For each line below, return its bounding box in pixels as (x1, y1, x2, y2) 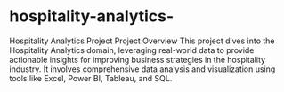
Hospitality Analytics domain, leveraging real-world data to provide (9, 44, 255, 55)
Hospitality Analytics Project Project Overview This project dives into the (9, 35, 275, 46)
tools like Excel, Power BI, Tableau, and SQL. (9, 73, 173, 83)
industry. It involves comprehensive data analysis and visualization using (9, 64, 276, 74)
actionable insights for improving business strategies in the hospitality (9, 54, 265, 65)
